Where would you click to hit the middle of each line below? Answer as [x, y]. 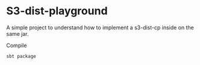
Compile [17, 45]
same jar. [17, 33]
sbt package [21, 56]
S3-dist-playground [57, 11]
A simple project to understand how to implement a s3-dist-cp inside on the [100, 27]
